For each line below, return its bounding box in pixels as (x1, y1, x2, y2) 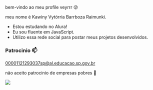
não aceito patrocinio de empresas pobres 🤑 (5, 70, 96, 76)
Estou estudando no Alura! (12, 23, 67, 29)
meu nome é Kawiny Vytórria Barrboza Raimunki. (5, 14, 106, 19)
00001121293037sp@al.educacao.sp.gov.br (5, 60, 95, 66)
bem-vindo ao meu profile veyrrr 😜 (5, 4, 78, 10)
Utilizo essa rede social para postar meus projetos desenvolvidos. (12, 34, 148, 40)
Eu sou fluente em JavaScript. (12, 29, 74, 34)
